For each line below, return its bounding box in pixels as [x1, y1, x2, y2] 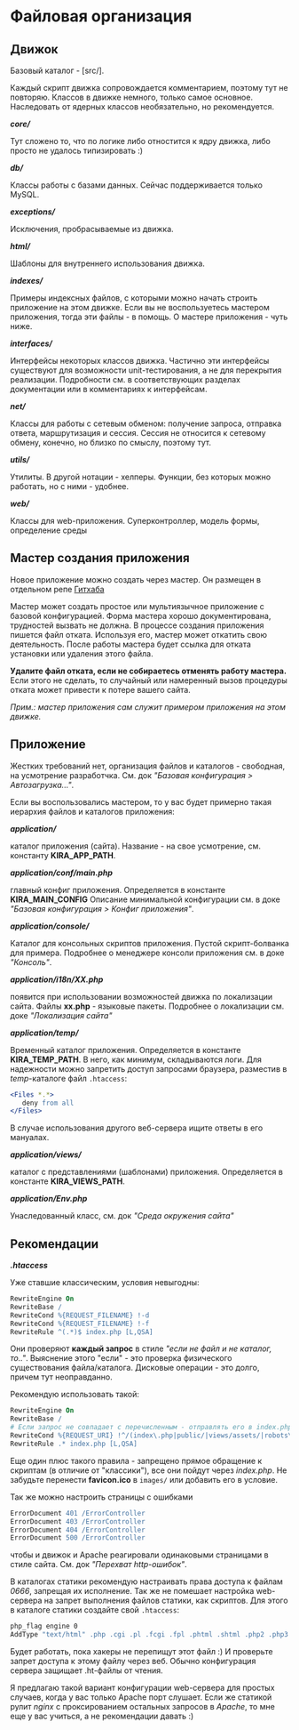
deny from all [21, 1098, 75, 1107]
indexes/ [10, 276, 43, 286]
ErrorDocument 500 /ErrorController [10, 1533, 146, 1542]
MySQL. [10, 189, 40, 199]
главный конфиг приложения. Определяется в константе [10, 884, 225, 895]
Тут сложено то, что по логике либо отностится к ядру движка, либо [10, 136, 271, 146]
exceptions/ [10, 206, 56, 217]
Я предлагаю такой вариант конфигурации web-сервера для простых [10, 1683, 275, 1694]
